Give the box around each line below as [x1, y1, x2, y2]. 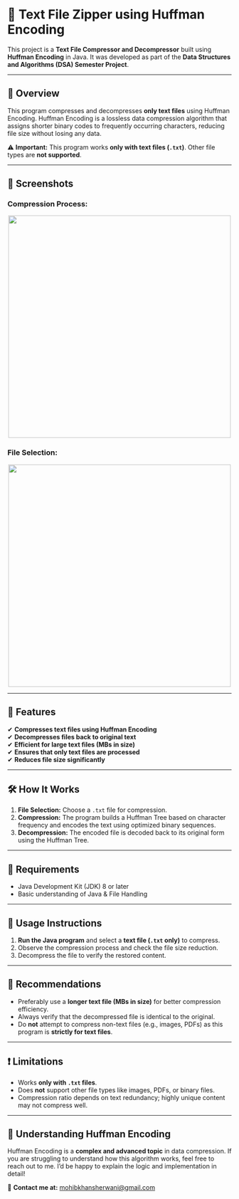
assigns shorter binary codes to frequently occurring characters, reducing [7, 121, 225, 130]
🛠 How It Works [7, 783, 80, 796]
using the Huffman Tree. [17, 836, 90, 845]
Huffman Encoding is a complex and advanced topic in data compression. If [7, 1147, 232, 1156]
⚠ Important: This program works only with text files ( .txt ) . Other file [7, 142, 216, 152]
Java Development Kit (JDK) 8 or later [17, 882, 129, 891]
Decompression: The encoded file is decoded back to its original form [17, 828, 225, 837]
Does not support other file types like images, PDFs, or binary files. [17, 1085, 215, 1094]
